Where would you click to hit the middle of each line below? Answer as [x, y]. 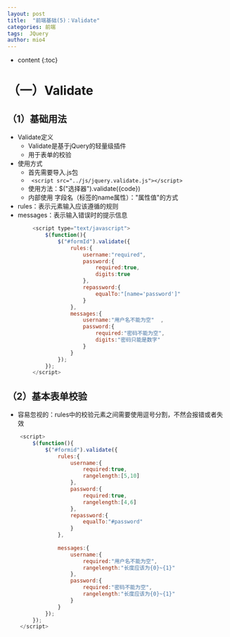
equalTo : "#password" [113, 522]
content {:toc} [38, 60]
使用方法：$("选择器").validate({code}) [84, 189]
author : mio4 [26, 40]
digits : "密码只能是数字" [128, 340]
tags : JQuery [28, 33]
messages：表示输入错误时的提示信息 [72, 215]
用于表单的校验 [50, 155]
